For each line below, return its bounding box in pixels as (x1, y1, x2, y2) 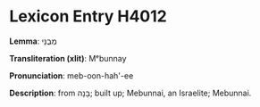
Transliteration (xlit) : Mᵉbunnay (9, 53, 127, 63)
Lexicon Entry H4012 (9, 6, 167, 27)
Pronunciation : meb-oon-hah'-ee (9, 70, 134, 81)
